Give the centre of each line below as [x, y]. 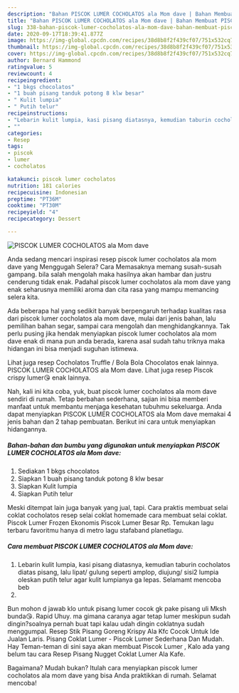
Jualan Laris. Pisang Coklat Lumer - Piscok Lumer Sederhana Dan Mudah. [116, 639]
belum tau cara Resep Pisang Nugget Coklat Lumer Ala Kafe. [96, 654]
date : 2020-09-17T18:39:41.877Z [55, 34]
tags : [15, 147]
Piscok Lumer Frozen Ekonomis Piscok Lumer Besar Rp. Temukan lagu [111, 522]
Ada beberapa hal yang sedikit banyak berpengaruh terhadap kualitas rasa [117, 311]
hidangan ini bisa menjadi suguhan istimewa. [73, 348]
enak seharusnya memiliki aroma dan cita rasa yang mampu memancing [113, 289]
